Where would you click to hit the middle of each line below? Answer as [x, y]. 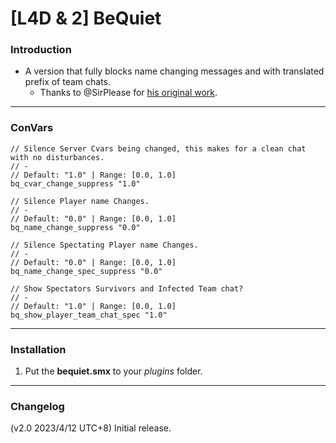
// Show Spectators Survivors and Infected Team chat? [127, 288]
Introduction [41, 50]
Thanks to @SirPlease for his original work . [128, 93]
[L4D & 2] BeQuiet [86, 18]
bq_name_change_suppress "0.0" [75, 227]
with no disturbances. [57, 157]
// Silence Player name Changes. [80, 201]
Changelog [37, 406]
